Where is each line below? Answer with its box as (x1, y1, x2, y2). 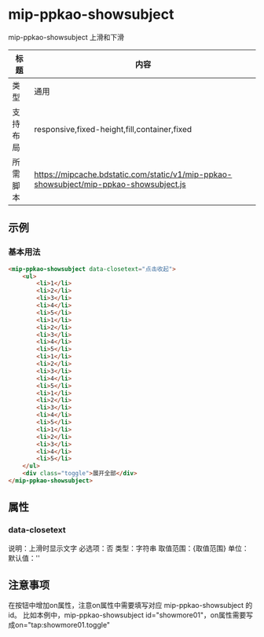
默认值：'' (8, 553, 41, 562)
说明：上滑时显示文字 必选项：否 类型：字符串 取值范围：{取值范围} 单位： (8, 544, 249, 553)
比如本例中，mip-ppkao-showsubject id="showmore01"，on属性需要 (22, 610, 247, 620)
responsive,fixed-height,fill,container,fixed (34, 123, 192, 134)
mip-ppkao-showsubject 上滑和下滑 (8, 32, 124, 42)
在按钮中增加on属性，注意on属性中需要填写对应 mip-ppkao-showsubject (8, 601, 244, 610)
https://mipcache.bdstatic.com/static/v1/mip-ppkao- (34, 169, 233, 180)
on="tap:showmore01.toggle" (14, 621, 111, 630)
